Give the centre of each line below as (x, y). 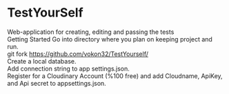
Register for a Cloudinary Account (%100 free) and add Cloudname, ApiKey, (115, 76)
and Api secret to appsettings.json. (57, 83)
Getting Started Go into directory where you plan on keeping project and (110, 39)
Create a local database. (42, 61)
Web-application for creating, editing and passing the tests (91, 32)
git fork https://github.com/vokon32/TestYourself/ (78, 54)
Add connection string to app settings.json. (68, 68)
